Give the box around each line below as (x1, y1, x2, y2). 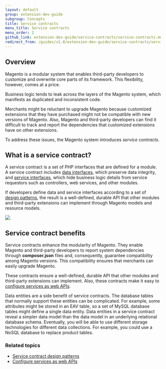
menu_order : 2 (5, 30, 35, 35)
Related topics (5, 342, 41, 349)
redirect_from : (5, 40, 37, 45)
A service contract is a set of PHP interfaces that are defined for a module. (5, 164, 157, 170)
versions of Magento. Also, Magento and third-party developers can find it (5, 116, 157, 122)
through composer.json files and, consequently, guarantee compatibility (5, 253, 153, 259)
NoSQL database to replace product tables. (5, 330, 93, 336)
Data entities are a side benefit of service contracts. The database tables (5, 293, 154, 299)
